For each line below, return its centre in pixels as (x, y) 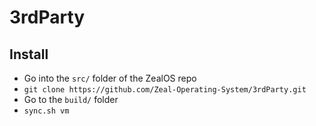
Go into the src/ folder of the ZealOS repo (110, 78)
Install (29, 54)
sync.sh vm (46, 111)
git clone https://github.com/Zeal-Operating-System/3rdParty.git (165, 90)
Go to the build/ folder (71, 99)
